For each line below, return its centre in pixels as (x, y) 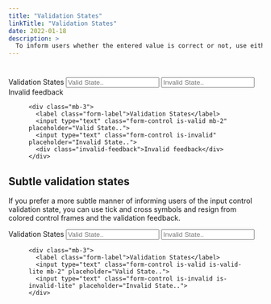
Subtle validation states (69, 182)
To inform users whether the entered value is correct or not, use (131, 46)
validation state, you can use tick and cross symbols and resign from (122, 209)
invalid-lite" (52, 286)
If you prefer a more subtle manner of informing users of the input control (130, 201)
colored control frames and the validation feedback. (94, 218)
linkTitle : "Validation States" (63, 23)
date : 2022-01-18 (38, 31)
